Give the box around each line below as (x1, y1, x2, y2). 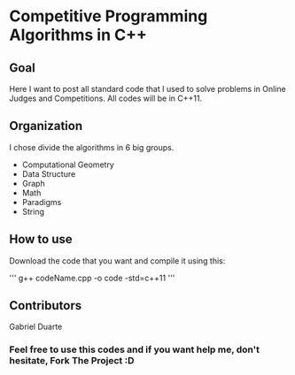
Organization (9, 119, 82, 134)
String (21, 206, 45, 217)
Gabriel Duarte (9, 321, 63, 333)
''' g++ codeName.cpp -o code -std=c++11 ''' (9, 272, 175, 283)
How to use (9, 232, 73, 247)
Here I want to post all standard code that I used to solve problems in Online (9, 84, 286, 94)
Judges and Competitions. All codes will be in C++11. (9, 93, 202, 103)
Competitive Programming (9, 6, 208, 27)
